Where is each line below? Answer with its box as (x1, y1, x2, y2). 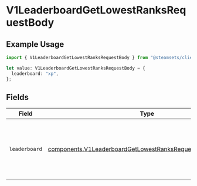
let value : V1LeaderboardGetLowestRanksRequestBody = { (6, 65, 145, 71)
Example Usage (6, 39, 64, 49)
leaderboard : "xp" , (11, 71, 59, 77)
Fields (6, 92, 29, 102)
